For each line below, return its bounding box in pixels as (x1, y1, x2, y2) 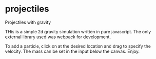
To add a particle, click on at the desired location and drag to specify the (5, 43, 151, 49)
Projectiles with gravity (5, 19, 51, 25)
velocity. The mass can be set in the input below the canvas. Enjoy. (5, 48, 140, 54)
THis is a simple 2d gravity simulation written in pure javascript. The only (5, 29, 151, 34)
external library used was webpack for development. (5, 34, 111, 40)
